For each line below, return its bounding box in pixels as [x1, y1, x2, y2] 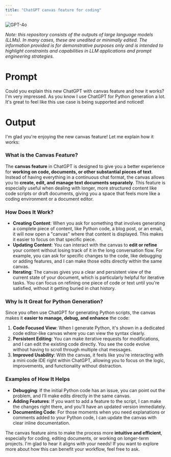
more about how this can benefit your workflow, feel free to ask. [5, 446, 140, 452]
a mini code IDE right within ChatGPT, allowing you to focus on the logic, [12, 357, 165, 364]
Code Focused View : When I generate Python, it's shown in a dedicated [12, 325, 165, 331]
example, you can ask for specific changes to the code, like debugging [12, 253, 162, 259]
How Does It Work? [5, 208, 54, 215]
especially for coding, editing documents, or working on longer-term [5, 435, 149, 441]
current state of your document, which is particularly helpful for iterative [12, 274, 165, 281]
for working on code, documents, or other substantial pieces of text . [5, 169, 153, 175]
